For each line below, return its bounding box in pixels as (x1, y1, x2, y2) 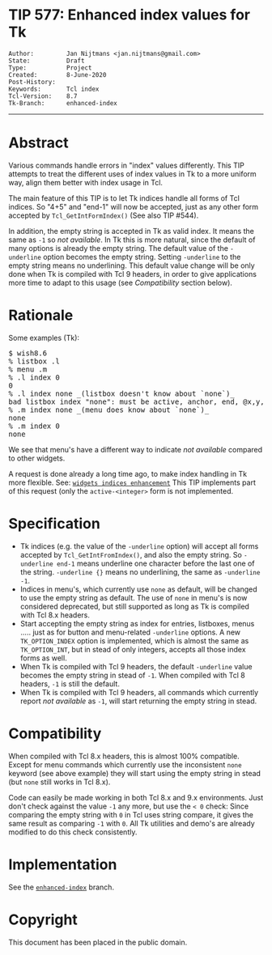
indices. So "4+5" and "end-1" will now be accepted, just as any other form (8, 202, 259, 211)
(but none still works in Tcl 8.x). (8, 777, 111, 787)
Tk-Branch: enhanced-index (8, 99, 117, 107)
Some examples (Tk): (8, 333, 79, 342)
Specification (8, 515, 101, 533)
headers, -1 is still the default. (19, 678, 120, 689)
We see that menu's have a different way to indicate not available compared (8, 444, 263, 454)
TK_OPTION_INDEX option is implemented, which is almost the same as (19, 635, 249, 645)
